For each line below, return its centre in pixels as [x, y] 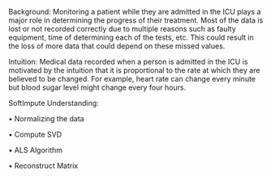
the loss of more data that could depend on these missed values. [117, 46]
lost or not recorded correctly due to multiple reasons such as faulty [123, 29]
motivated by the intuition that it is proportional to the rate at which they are [134, 70]
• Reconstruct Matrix [43, 166]
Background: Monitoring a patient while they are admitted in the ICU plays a [135, 12]
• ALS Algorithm [36, 150]
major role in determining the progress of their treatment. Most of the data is [136, 20]
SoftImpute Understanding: [54, 103]
